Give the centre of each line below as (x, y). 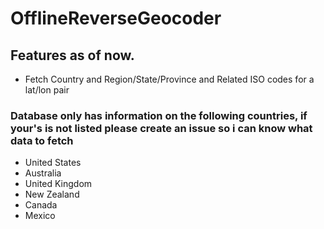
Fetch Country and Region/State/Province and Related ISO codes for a (169, 79)
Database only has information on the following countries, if (159, 115)
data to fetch (42, 140)
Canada (41, 205)
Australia (43, 173)
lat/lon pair (47, 90)
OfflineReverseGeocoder (116, 18)
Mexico (40, 216)
